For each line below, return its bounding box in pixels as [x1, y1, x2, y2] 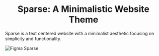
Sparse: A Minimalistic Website [17, 3, 150, 15]
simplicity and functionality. [5, 36, 62, 42]
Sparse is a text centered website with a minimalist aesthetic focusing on [5, 30, 155, 36]
